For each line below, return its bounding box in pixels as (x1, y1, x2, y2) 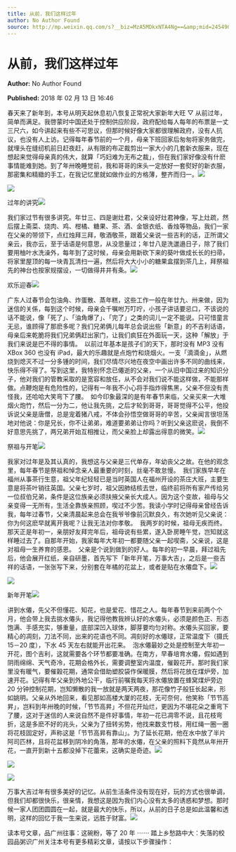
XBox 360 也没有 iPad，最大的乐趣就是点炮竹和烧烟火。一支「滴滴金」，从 (7, 348, 221, 357)
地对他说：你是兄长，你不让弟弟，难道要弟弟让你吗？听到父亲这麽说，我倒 (7, 419, 223, 427)
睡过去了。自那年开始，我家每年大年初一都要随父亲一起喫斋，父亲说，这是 (13, 537, 229, 545)
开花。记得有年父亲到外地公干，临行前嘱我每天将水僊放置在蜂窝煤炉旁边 (13, 676, 223, 685)
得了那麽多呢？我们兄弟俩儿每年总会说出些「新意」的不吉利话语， (37, 322, 229, 331)
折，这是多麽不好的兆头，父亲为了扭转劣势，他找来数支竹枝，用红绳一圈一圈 (7, 720, 229, 728)
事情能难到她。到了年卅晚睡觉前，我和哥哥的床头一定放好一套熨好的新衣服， (7, 162, 229, 170)
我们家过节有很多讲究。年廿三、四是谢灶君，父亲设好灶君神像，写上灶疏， (7, 214, 223, 222)
